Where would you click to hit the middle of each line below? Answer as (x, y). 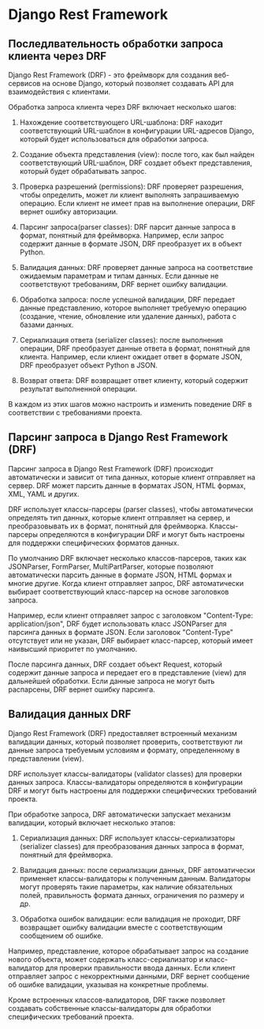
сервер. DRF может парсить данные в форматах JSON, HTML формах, (127, 485)
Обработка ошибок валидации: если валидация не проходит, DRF (130, 918)
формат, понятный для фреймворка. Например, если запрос (122, 235)
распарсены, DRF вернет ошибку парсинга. (82, 689)
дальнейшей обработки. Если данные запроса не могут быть (112, 681)
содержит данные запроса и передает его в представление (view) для (127, 672)
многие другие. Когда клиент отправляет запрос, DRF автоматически (126, 583)
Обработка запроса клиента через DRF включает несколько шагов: (123, 107)
